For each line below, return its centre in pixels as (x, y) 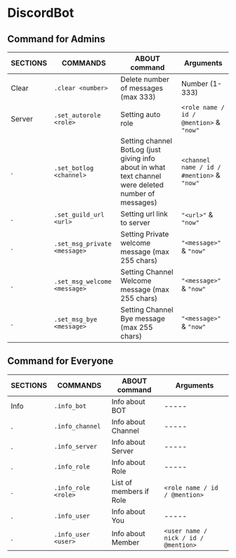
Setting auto (140, 114)
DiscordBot (41, 13)
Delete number (145, 79)
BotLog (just (141, 150)
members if (130, 491)
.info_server (76, 446)
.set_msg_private (83, 244)
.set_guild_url (79, 215)
